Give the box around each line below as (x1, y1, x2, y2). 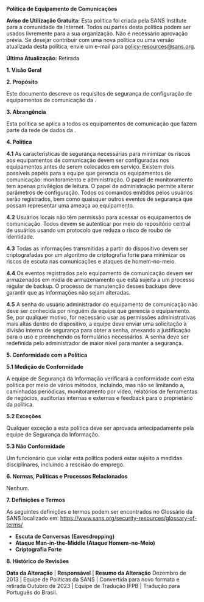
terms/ (6, 521, 23, 528)
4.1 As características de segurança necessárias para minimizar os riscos (6, 150, 191, 157)
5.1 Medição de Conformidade (6, 363, 84, 370)
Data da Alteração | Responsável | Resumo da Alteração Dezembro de (6, 569, 187, 576)
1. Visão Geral (6, 66, 41, 74)
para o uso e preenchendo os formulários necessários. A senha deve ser (6, 333, 189, 340)
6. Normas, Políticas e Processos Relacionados (6, 473, 128, 480)
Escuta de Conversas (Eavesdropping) (15, 533, 114, 540)
